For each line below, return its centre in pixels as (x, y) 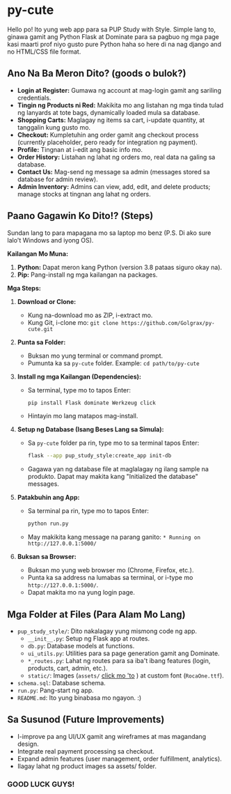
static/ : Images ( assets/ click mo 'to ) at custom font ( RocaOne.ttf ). (126, 675)
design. (28, 744)
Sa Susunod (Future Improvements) (86, 720)
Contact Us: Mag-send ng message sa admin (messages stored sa (113, 171)
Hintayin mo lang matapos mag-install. (83, 416)
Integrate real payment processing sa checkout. (86, 751)
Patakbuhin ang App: (48, 498)
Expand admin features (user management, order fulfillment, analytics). (120, 758)
